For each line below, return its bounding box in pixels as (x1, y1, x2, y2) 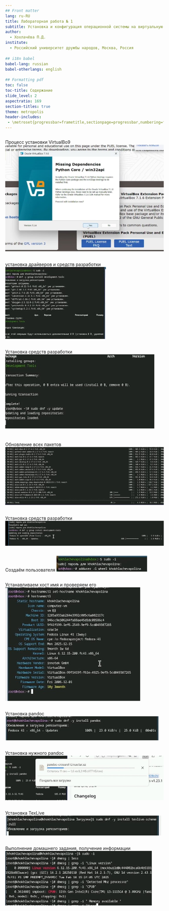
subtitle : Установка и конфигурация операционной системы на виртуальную (5, 24, 163, 29)
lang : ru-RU (5, 13, 30, 19)
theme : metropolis (5, 109, 44, 115)
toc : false (5, 83, 28, 88)
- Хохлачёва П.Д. (10, 35, 46, 40)
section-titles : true (5, 104, 51, 109)
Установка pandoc (5, 711, 44, 717)
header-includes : (5, 115, 42, 120)
